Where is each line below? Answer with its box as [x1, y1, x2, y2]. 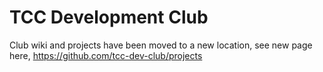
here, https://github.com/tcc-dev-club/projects [9, 49, 203, 61]
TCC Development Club [9, 6, 209, 29]
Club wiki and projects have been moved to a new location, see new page [9, 39, 313, 51]
